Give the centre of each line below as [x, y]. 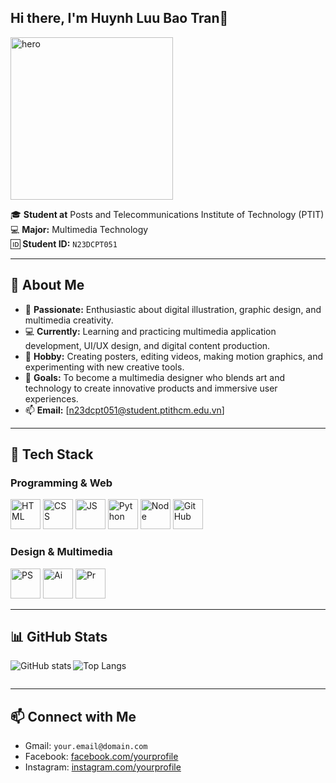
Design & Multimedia [61, 552]
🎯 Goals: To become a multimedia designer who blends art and [155, 377]
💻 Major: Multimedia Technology [79, 229]
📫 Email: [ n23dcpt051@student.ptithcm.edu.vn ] [124, 410]
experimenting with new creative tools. [104, 367]
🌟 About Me [47, 285]
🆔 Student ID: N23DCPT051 [64, 243]
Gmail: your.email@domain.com [86, 746]
